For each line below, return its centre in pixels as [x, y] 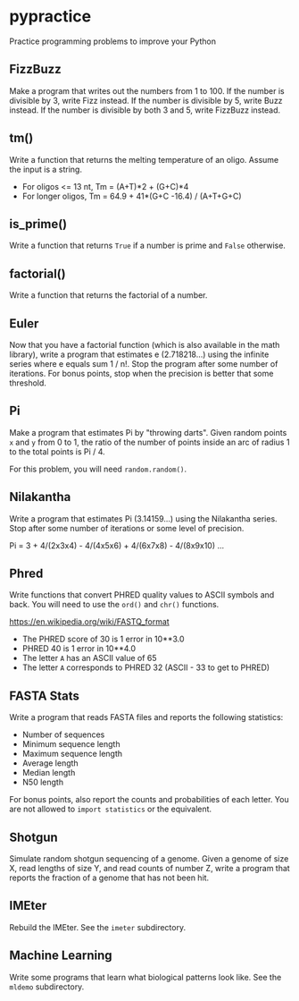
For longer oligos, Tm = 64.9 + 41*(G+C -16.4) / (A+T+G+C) [132, 196]
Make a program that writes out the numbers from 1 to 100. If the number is [147, 90]
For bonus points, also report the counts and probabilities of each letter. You [149, 800]
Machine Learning [61, 956]
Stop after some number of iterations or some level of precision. [127, 528]
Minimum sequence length [71, 744]
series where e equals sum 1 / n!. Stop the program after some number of [144, 364]
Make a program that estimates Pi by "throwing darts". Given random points [148, 432]
